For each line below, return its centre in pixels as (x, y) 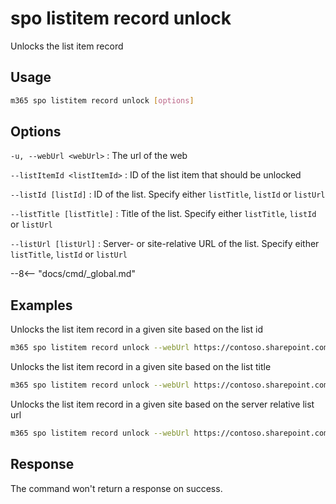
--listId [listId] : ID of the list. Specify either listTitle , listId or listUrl (168, 194)
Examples (41, 305)
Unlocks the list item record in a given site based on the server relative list (162, 404)
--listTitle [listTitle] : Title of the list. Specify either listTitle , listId (163, 214)
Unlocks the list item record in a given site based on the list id (136, 329)
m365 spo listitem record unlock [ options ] (102, 100)
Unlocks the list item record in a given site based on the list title (141, 367)
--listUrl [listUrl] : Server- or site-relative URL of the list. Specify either (165, 244)
